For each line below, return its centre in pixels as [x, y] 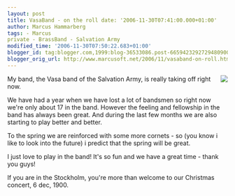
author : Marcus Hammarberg [47, 27]
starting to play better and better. [55, 122]
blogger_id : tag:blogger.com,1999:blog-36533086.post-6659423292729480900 [119, 53]
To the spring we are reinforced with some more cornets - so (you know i [113, 135]
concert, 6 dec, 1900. [38, 185]
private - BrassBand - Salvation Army [64, 40]
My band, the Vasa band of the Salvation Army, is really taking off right [109, 79]
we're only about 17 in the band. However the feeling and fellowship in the [114, 107]
